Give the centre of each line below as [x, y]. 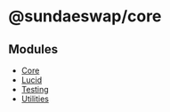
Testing [35, 89]
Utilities [35, 99]
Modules [33, 49]
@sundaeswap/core [85, 16]
